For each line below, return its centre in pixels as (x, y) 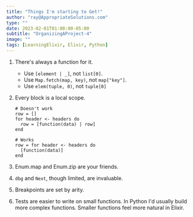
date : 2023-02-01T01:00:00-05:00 (48, 28)
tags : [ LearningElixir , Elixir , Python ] (57, 45)
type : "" (17, 23)
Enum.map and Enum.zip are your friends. (67, 166)
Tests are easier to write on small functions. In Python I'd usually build (101, 201)
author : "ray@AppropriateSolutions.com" (57, 17)
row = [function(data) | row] (58, 124)
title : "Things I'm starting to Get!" (54, 12)
